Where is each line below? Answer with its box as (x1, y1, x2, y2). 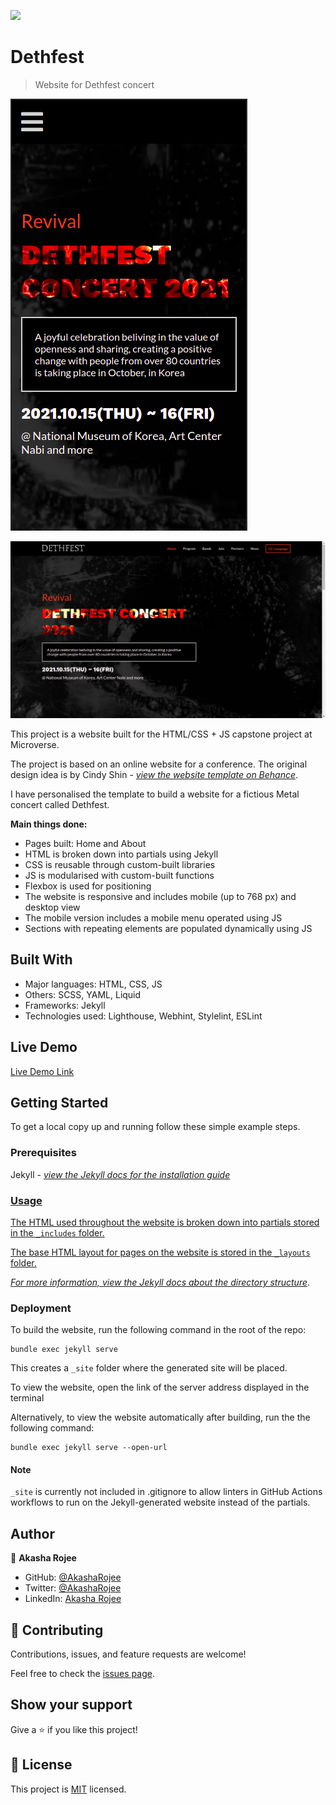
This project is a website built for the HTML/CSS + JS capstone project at (10, 728, 313, 740)
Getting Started (10, 1094, 109, 1111)
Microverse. (10, 738, 60, 750)
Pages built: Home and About (24, 837, 147, 849)
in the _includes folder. (10, 1226, 105, 1239)
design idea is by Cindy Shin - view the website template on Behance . (10, 768, 299, 780)
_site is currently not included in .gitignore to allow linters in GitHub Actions (10, 1486, 323, 1498)
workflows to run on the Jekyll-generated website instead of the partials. (10, 1496, 311, 1509)
